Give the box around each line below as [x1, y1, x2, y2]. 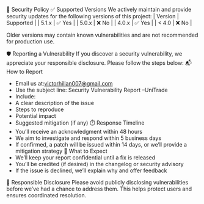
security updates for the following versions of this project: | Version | [6, 13, 179, 20]
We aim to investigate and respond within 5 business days [15, 134, 162, 142]
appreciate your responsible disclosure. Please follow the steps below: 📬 [6, 59, 192, 67]
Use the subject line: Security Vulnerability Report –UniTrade [15, 86, 168, 93]
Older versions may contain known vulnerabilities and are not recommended [6, 31, 199, 38]
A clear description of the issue [15, 100, 95, 106]
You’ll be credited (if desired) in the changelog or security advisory [15, 161, 184, 167]
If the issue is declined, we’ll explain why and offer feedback [15, 167, 167, 174]
